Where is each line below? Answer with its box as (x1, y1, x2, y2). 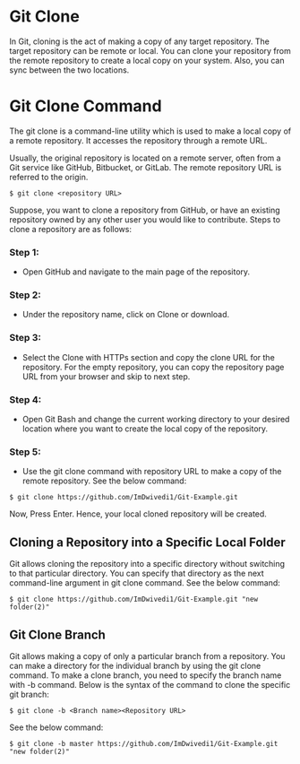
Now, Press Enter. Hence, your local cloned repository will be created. (9, 508, 267, 519)
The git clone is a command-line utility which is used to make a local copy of (9, 126, 292, 136)
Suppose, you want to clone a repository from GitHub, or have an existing (9, 204, 280, 215)
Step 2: (9, 289, 42, 301)
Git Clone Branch (9, 627, 106, 642)
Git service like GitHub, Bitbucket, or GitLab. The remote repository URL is (9, 161, 282, 172)
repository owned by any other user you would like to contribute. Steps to (9, 213, 280, 225)
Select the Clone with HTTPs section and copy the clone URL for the (21, 352, 275, 362)
